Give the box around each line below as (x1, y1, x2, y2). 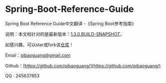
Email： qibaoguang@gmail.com (5, 52, 71, 58)
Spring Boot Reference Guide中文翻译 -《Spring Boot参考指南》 (5, 20, 136, 26)
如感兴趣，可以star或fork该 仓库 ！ (5, 41, 74, 48)
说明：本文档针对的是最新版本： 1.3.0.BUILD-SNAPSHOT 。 (5, 31, 125, 37)
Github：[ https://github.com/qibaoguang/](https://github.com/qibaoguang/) (5, 63, 161, 69)
